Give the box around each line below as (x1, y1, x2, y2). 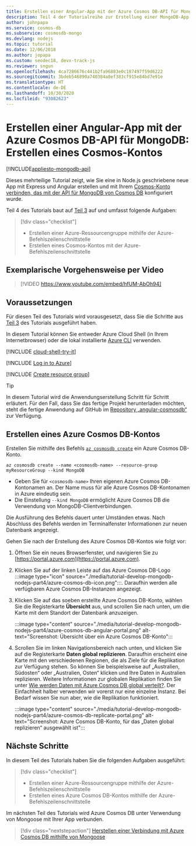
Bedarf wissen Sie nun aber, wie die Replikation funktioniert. (14, 694, 159, 701)
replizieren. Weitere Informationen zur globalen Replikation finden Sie (14, 676, 181, 683)
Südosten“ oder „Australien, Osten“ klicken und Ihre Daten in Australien (14, 669, 185, 676)
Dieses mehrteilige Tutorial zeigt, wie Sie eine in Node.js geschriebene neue (6, 176, 189, 183)
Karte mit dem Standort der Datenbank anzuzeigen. (14, 609, 139, 616)
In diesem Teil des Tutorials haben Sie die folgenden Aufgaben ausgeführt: (6, 756, 185, 763)
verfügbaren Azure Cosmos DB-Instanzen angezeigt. (14, 585, 142, 592)
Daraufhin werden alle (124, 579, 178, 586)
